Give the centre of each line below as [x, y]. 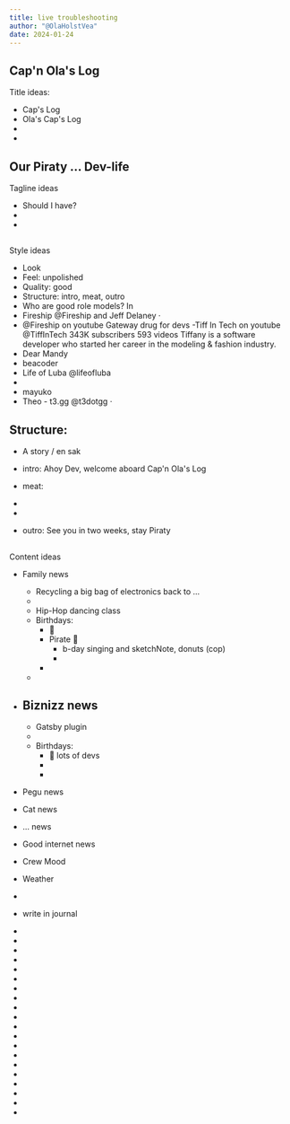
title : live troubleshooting [64, 18]
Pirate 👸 [64, 639]
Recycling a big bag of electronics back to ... [118, 591]
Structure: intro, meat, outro [73, 296]
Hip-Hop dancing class [78, 610]
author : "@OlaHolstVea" [54, 26]
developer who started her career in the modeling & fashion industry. [149, 344]
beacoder [40, 364]
